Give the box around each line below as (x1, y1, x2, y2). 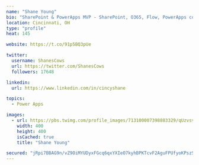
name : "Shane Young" (6, 8, 57, 15)
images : (6, 112, 25, 118)
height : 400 (17, 128, 46, 134)
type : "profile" (6, 25, 46, 31)
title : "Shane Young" (17, 139, 70, 145)
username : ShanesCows (11, 58, 65, 64)
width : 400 (17, 123, 44, 129)
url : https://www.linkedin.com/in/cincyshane (11, 85, 126, 91)
